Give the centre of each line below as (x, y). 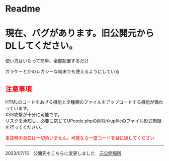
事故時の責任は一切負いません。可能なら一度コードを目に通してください (80, 138)
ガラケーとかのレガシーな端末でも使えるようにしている (62, 71)
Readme (23, 9)
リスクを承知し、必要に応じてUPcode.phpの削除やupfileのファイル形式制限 (83, 121)
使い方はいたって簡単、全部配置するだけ (47, 61)
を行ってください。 (25, 127)
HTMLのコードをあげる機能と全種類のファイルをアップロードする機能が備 (82, 102)
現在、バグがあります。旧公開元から (80, 33)
